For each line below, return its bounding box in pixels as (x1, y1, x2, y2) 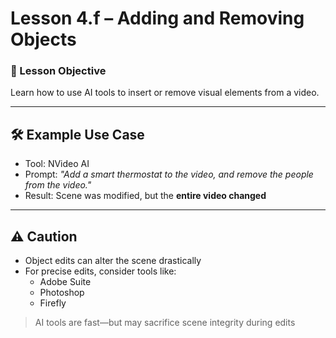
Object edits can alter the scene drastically (24, 255, 202, 267)
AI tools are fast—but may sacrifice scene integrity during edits (34, 317, 296, 329)
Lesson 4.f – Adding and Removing (10, 7, 305, 30)
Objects (10, 28, 77, 51)
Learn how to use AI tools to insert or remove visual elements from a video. (10, 87, 320, 99)
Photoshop (39, 287, 85, 299)
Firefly (39, 297, 67, 309)
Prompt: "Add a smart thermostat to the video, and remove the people (24, 168, 314, 181)
